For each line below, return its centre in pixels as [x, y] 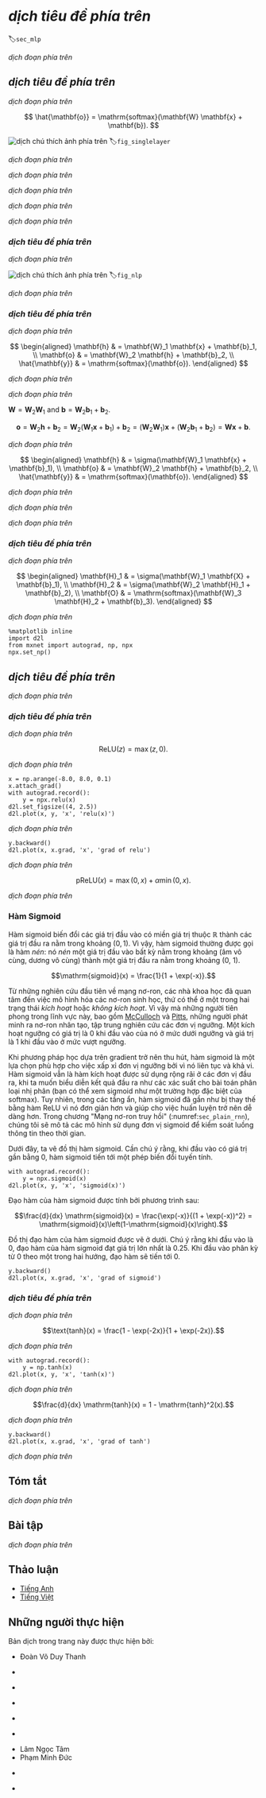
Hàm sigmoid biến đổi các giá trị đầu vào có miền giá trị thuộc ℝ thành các [130, 934]
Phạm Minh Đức [46, 1757]
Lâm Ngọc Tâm [44, 1749]
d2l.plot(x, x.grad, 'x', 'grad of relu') [79, 850]
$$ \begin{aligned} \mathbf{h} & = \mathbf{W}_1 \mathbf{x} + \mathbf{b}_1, [133, 347]
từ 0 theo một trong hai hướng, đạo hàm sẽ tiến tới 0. [94, 1256]
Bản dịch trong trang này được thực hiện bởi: [81, 1641]
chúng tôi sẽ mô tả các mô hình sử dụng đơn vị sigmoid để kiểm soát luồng [131, 1124]
